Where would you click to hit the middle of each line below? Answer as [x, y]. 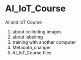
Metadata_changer [32, 47]
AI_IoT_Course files [32, 53]
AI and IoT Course [24, 22]
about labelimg [28, 37]
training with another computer [44, 42]
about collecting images [37, 31]
